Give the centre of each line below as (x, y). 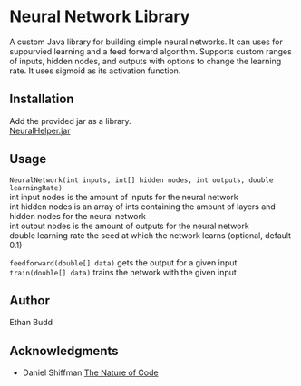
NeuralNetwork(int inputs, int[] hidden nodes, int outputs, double (141, 180)
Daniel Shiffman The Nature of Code (90, 372)
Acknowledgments (64, 351)
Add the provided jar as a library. (70, 121)
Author (29, 300)
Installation (42, 99)
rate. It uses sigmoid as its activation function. (95, 71)
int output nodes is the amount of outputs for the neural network (129, 226)
